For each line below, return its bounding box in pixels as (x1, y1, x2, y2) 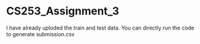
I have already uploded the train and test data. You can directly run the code (6, 24, 195, 31)
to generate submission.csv (6, 30, 75, 37)
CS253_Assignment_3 (6, 4, 120, 18)
